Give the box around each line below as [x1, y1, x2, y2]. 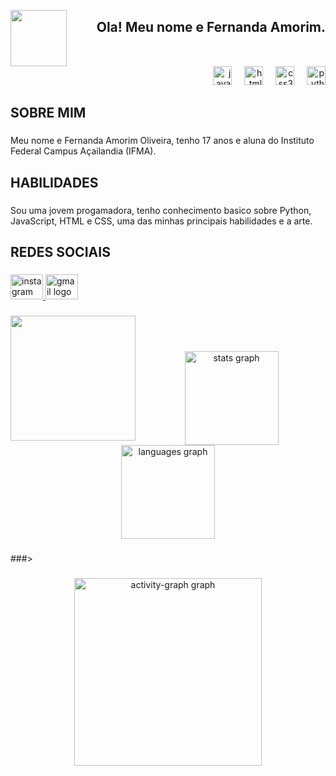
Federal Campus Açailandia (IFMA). [10, 145, 157, 157]
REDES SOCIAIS [10, 244, 111, 261]
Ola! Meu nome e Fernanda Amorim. [96, 19, 326, 36]
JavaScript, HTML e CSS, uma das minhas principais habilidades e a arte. [10, 215, 313, 227]
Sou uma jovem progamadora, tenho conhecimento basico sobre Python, [10, 204, 312, 216]
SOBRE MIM [10, 105, 87, 122]
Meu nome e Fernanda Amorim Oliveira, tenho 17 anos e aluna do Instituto [10, 135, 315, 147]
